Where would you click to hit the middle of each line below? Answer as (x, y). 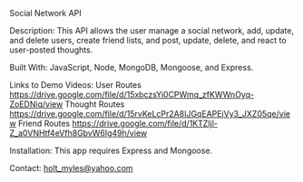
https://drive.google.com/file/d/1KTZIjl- (145, 123)
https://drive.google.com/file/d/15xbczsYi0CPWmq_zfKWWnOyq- (132, 95)
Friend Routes (44, 123)
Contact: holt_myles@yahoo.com (71, 168)
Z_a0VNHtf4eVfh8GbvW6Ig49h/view (78, 133)
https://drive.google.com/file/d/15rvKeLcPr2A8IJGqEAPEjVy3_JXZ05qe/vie (150, 114)
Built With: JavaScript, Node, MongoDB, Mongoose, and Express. (132, 67)
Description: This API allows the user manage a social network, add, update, (152, 30)
